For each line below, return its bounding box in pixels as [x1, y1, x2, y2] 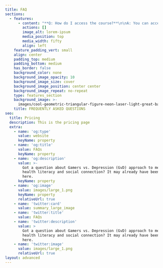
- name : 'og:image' [14, 183, 53, 188]
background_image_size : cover [14, 79, 75, 84]
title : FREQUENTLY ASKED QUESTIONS [14, 106, 86, 112]
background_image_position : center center [14, 84, 101, 89]
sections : [5, 12, 25, 17]
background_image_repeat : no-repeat [14, 88, 88, 93]
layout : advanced [5, 255, 40, 260]
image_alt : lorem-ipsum [22, 30, 70, 34]
